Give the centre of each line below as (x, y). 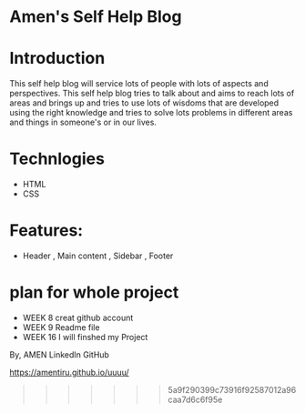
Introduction (57, 59)
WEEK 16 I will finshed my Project (85, 337)
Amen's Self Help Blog (96, 17)
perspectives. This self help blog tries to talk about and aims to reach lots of (152, 94)
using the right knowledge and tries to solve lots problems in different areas (151, 113)
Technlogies (57, 159)
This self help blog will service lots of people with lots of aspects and (139, 84)
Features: (46, 231)
